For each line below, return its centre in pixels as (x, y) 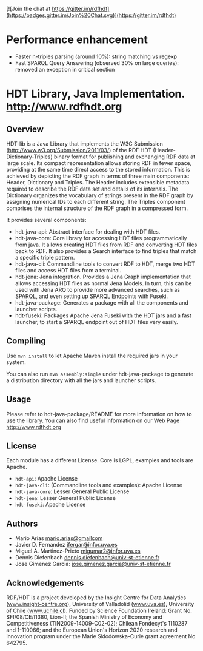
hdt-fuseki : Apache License (50, 504)
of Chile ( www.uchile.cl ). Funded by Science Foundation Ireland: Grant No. (99, 610)
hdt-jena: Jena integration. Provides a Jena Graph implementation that (103, 277)
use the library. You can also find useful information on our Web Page (93, 420)
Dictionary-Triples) (29, 157)
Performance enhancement (77, 40)
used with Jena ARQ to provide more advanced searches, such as (98, 289)
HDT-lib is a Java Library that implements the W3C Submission (85, 143)
